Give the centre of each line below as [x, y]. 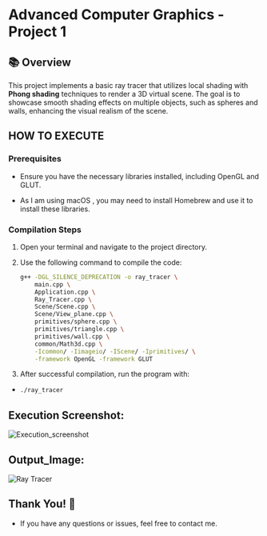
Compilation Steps [45, 230]
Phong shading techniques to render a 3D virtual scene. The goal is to [124, 94]
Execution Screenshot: [66, 415]
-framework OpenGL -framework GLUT [94, 359]
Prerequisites [35, 159]
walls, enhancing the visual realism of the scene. [88, 111]
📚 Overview [40, 62]
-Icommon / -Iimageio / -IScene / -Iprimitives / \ [115, 351]
